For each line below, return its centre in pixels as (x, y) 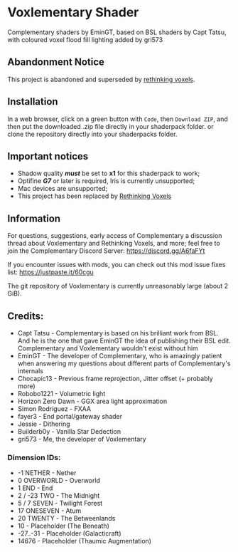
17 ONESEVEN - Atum (49, 511)
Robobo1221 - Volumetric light (61, 394)
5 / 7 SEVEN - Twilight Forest (60, 504)
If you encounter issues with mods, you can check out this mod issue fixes (117, 265)
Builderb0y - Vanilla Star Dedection (69, 431)
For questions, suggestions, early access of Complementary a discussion (115, 236)
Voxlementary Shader (73, 12)
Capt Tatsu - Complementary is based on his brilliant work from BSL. (118, 333)
